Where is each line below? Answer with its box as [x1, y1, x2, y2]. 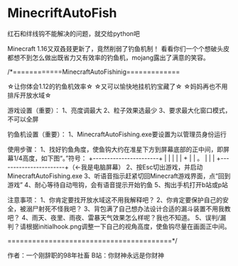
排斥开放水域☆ [7, 91, 52, 99]
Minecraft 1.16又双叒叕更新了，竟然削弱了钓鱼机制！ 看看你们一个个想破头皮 [7, 44, 229, 52]
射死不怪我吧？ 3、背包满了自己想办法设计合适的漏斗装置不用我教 [38, 204, 231, 213]
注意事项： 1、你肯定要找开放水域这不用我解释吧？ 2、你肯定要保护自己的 [7, 195, 223, 204]
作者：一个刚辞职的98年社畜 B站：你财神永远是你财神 [7, 250, 165, 260]
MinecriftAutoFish [7, 5, 117, 21]
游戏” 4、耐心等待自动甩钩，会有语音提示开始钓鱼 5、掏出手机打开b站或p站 [7, 180, 229, 189]
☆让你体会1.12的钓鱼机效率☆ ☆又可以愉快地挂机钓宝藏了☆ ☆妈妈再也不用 [7, 82, 228, 90]
